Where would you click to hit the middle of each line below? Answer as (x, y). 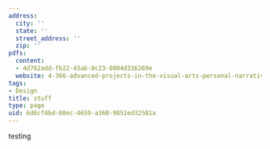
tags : (17, 83)
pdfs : (17, 53)
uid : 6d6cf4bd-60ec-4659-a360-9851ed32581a (82, 114)
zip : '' (29, 46)
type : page (27, 106)
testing (20, 136)
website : (30, 76)
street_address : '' (48, 38)
